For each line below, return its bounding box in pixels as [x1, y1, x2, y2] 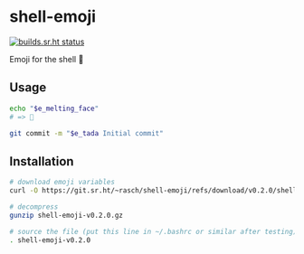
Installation [9, 154, 74, 169]
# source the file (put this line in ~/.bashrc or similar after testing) [9, 227, 298, 236]
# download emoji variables [9, 178, 116, 187]
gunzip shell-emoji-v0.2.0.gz [9, 211, 124, 220]
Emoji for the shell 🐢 [9, 53, 84, 64]
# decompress [9, 202, 59, 212]
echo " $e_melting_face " [9, 104, 100, 113]
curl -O [9, 186, 39, 195]
